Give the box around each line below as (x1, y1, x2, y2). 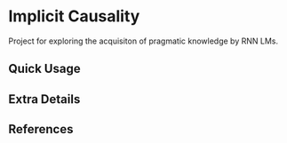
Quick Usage (8, 61, 81, 76)
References (8, 122, 74, 137)
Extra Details (8, 91, 81, 107)
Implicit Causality (8, 6, 140, 27)
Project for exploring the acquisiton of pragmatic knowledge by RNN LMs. (8, 36, 279, 46)
